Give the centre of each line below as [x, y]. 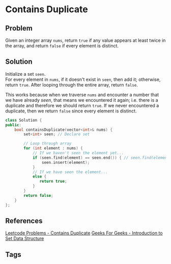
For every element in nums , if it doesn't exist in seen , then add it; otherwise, [83, 79]
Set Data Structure [25, 239]
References [24, 221]
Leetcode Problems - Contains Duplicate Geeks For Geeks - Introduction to [84, 233]
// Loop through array [48, 143]
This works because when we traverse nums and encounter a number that [82, 95]
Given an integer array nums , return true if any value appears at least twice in [85, 40]
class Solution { [24, 120]
